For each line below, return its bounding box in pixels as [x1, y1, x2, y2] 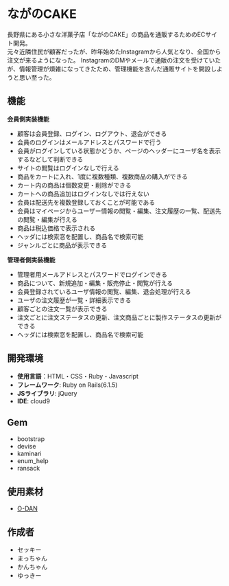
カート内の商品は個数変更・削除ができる [16, 181, 132, 189]
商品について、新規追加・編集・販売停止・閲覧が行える [16, 279, 173, 287]
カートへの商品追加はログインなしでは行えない [16, 190, 149, 198]
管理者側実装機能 [7, 256, 56, 264]
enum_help [16, 457, 49, 465]
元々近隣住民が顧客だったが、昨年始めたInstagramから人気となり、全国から [7, 47, 221, 56]
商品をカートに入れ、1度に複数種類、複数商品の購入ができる [16, 172, 189, 181]
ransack [16, 464, 40, 473]
